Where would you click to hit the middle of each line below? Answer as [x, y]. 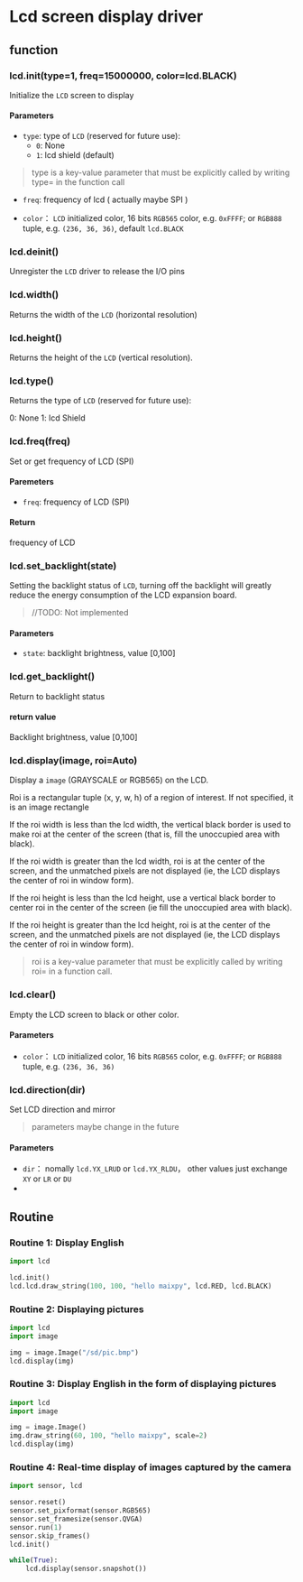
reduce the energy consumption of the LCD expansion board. [123, 595]
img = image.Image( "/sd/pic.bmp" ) [74, 1352]
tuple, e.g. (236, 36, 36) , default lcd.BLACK [103, 228]
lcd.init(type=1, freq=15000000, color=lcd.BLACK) [123, 76]
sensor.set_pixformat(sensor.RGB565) [80, 1511]
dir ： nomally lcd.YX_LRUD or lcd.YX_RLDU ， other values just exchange [155, 1169]
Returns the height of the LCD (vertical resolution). [101, 357]
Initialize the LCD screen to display [72, 95]
